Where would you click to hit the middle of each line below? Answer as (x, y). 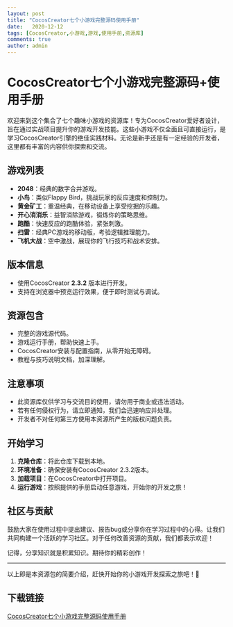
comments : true (29, 40)
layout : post (26, 14)
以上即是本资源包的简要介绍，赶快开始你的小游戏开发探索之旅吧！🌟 (103, 573)
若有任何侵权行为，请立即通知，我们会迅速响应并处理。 (96, 410)
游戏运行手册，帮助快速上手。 (60, 342)
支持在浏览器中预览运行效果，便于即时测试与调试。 (90, 291)
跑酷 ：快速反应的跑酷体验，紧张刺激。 (72, 223)
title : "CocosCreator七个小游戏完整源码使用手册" (74, 20)
